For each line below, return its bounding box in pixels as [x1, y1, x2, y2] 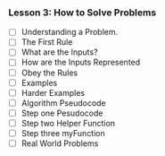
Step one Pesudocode [21, 108, 103, 118]
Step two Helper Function [21, 117, 116, 128]
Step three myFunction [21, 127, 106, 138]
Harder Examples [21, 87, 86, 98]
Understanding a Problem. [21, 27, 118, 38]
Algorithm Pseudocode [21, 97, 106, 108]
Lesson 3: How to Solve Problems [8, 6, 157, 19]
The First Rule [21, 37, 73, 48]
